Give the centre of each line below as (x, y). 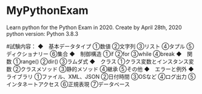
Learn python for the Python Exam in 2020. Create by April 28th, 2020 (94, 27)
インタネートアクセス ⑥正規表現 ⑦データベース (68, 84)
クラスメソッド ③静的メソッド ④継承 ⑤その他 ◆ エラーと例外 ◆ (107, 69)
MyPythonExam (48, 11)
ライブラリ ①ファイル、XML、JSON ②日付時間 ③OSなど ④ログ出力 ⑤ (101, 76)
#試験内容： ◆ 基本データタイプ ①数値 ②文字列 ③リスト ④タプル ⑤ (100, 46)
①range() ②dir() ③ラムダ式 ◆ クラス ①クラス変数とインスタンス (101, 61)
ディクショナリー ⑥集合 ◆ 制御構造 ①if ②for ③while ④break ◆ (94, 54)
